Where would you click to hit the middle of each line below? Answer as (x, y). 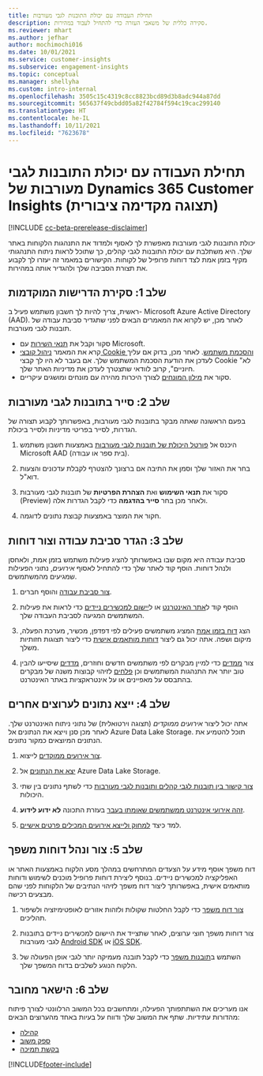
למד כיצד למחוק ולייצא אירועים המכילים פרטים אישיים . (100, 825)
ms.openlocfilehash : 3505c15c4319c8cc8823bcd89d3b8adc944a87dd (115, 96)
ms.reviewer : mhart (40, 30)
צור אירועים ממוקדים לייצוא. (61, 755)
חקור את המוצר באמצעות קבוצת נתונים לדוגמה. (90, 516)
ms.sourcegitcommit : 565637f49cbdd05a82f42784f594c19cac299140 (115, 103)
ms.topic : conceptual (44, 74)
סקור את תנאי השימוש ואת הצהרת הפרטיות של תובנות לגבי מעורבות (124, 492)
